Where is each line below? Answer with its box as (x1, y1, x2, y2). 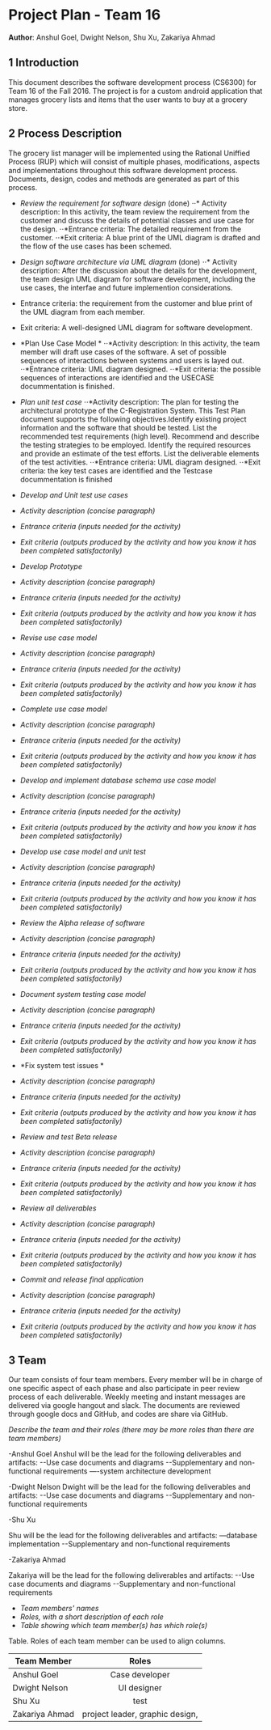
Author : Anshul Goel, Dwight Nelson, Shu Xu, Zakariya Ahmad (8, 32, 215, 42)
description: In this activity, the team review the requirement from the (19, 206, 250, 216)
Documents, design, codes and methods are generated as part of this (8, 174, 240, 184)
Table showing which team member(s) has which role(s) (19, 1621, 208, 1630)
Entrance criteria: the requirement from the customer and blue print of (19, 298, 253, 308)
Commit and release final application (19, 1274, 144, 1284)
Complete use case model (19, 704, 107, 714)
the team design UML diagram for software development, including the (19, 273, 256, 284)
